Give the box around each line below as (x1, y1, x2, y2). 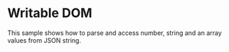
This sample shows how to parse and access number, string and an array (7, 28, 222, 37)
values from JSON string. (7, 36, 82, 44)
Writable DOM (7, 5, 92, 21)
